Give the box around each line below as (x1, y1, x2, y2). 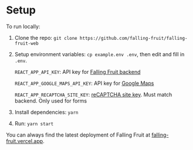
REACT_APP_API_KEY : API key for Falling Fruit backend (14, 68, 141, 75)
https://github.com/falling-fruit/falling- (79, 35, 188, 41)
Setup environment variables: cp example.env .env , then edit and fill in (14, 50, 185, 57)
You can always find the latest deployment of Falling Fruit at (6, 131, 151, 138)
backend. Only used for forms (14, 97, 87, 104)
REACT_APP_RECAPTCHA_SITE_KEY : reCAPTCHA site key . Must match (14, 91, 172, 98)
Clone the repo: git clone (14, 34, 77, 41)
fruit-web (14, 40, 39, 46)
